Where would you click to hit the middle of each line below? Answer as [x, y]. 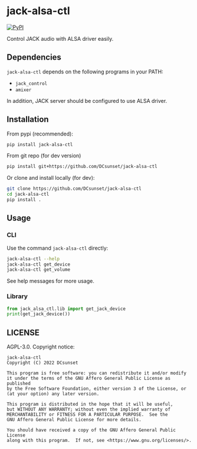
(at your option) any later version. [53, 394]
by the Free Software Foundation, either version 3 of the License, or [96, 389]
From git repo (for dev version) [44, 156]
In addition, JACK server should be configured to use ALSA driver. [87, 101]
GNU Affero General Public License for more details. [74, 420]
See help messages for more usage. [51, 281]
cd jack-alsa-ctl [28, 194]
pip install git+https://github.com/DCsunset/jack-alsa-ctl [82, 167]
